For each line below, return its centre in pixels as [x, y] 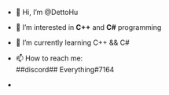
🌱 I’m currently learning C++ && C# [72, 42]
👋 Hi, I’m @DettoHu [47, 12]
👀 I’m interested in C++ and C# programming [88, 27]
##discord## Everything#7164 [65, 69]
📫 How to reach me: [49, 58]
